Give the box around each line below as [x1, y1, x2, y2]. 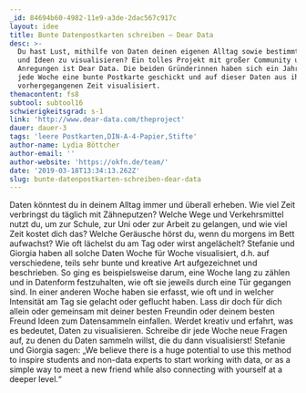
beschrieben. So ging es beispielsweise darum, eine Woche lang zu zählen [9, 267, 291, 278]
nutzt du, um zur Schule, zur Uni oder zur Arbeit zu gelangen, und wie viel [9, 219, 288, 230]
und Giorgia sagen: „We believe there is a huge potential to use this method [9, 345, 291, 356]
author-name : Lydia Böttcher [9, 140, 120, 150]
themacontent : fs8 [9, 89, 79, 98]
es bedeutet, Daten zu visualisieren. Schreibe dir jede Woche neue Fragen [9, 326, 288, 336]
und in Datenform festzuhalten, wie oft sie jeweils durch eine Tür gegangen [9, 277, 291, 288]
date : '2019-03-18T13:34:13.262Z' [9, 166, 141, 175]
